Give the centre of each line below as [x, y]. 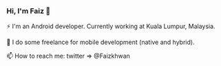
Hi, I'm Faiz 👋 [29, 11]
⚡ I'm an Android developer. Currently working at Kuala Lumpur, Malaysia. [111, 26]
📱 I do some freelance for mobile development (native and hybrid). [101, 42]
